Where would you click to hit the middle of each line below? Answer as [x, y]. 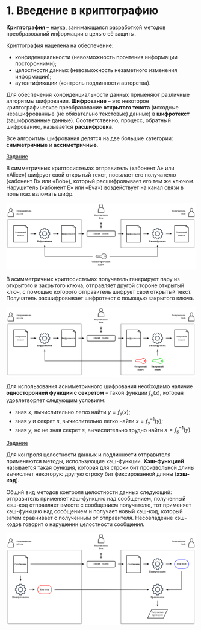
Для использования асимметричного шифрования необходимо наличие [100, 386]
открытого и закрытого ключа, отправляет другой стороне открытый [95, 285]
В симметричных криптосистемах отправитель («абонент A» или [90, 168]
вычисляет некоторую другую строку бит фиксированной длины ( [91, 474]
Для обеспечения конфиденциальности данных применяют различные [98, 94]
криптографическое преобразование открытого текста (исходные [92, 107]
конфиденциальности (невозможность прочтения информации [96, 57]
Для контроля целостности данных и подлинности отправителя [88, 455]
